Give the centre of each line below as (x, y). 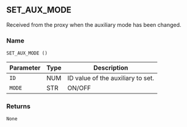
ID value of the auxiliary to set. (111, 78)
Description (111, 68)
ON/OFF (79, 88)
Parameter (25, 68)
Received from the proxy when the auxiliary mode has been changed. (94, 24)
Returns (18, 106)
